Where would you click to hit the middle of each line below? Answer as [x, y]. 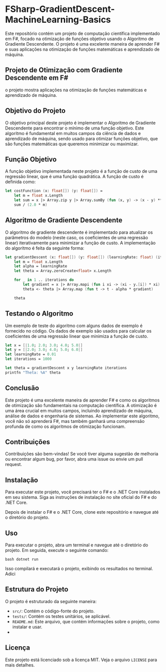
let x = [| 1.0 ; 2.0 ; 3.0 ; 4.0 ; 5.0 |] [44, 345]
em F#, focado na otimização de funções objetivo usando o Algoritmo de [80, 39]
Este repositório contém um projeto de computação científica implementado [83, 33]
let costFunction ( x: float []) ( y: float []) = [54, 191]
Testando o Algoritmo [39, 314]
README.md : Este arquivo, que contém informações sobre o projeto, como [86, 621]
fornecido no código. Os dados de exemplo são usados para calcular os [78, 331]
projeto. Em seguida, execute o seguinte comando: [57, 550]
